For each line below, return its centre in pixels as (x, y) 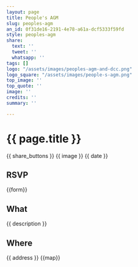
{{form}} (17, 190)
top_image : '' (24, 80)
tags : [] (17, 63)
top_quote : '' (24, 86)
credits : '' (21, 97)
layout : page (23, 12)
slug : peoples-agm (30, 23)
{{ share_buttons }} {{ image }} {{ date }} (57, 156)
